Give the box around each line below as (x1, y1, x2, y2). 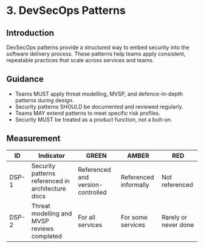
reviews (31, 224, 54, 233)
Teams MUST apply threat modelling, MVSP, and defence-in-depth (15, 90, 183, 97)
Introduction (6, 28, 55, 38)
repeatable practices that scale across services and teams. (6, 57, 154, 64)
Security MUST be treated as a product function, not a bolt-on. (15, 116, 172, 123)
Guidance (6, 74, 44, 85)
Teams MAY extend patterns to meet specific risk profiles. (15, 109, 161, 117)
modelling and (31, 209, 72, 218)
